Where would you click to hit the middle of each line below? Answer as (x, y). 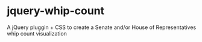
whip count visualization (37, 33)
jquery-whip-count (56, 11)
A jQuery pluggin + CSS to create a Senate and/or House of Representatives (102, 27)
